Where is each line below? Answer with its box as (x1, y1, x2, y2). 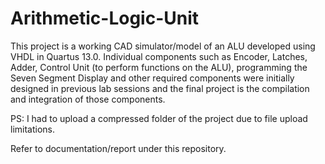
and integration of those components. (10, 93, 166, 105)
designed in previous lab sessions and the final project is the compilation (10, 82, 310, 94)
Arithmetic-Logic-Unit (10, 7, 200, 30)
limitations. (10, 123, 56, 135)
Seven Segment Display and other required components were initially (10, 72, 295, 84)
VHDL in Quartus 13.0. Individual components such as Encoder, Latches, (10, 50, 308, 62)
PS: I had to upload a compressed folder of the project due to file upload (10, 112, 308, 124)
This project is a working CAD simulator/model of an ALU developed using (10, 40, 316, 52)
